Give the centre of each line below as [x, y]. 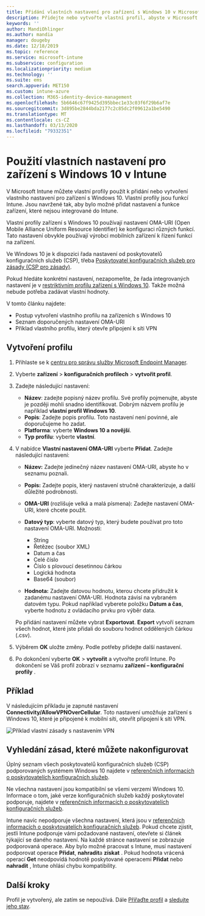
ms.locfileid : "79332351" [39, 131]
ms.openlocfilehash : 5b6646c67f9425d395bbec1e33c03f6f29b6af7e [88, 103]
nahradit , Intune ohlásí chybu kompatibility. [62, 866]
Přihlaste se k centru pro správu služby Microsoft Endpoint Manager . [101, 362]
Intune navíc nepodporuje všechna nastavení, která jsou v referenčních [95, 820]
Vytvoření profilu [40, 348]
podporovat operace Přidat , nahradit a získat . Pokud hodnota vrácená [95, 853]
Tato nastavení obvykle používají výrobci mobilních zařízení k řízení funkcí [99, 235]
